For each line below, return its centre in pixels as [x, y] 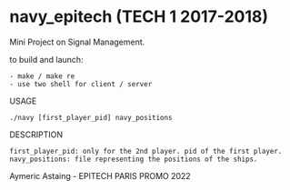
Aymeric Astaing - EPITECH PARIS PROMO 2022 [100, 175]
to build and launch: [46, 59]
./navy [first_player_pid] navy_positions [91, 117]
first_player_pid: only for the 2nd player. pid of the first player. [146, 151]
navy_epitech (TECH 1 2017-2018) [139, 17]
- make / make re [42, 76]
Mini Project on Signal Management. [77, 42]
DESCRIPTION [36, 135]
